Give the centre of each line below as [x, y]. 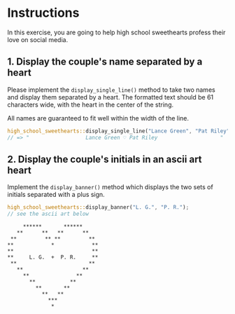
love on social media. [38, 39]
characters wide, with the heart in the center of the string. [91, 104]
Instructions [43, 13]
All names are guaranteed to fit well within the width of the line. [98, 118]
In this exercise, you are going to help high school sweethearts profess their [116, 32]
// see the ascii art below [48, 214]
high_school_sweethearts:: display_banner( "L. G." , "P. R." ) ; [98, 207]
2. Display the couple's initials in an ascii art [105, 159]
